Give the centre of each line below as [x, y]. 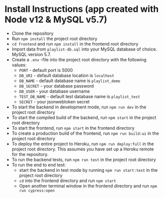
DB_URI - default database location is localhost [66, 75]
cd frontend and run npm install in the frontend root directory [75, 44]
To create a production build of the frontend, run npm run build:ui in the [85, 133]
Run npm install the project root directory [54, 39]
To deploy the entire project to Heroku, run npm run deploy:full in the [83, 144]
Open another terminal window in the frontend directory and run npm [88, 186]
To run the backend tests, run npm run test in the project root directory [84, 159]
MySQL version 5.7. [31, 54]
